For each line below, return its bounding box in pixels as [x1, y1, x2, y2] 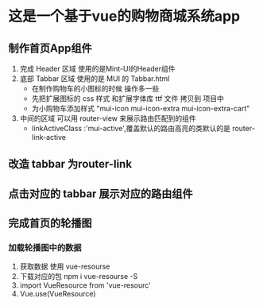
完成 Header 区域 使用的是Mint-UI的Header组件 [19, 64, 176, 73]
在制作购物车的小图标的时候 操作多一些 [31, 84, 160, 93]
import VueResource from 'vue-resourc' [19, 281, 151, 290]
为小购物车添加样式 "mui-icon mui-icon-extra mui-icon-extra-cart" [31, 104, 250, 113]
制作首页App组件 [8, 41, 93, 55]
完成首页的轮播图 [8, 216, 92, 230]
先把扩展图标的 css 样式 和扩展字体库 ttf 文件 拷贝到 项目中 [31, 94, 224, 103]
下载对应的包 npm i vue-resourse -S [19, 272, 138, 281]
